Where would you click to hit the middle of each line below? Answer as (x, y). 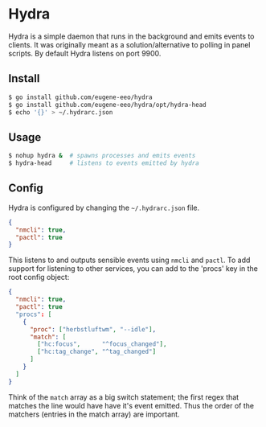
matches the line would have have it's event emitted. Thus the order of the (131, 405)
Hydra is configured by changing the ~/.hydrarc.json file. (104, 207)
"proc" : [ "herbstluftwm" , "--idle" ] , (93, 329)
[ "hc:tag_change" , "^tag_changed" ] (97, 352)
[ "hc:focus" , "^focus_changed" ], (102, 344)
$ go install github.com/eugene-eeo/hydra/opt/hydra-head (107, 105)
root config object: (39, 277)
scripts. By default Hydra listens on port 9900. (85, 53)
